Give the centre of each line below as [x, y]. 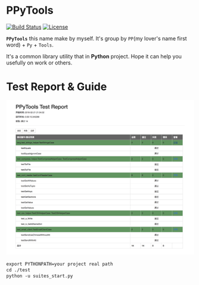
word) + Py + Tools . [30, 45]
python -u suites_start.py [40, 276]
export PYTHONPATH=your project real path [60, 264]
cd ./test [18, 270]
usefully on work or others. [39, 63]
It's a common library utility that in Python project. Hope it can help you [94, 56]
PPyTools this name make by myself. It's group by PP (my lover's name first [97, 38]
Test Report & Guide [57, 87]
